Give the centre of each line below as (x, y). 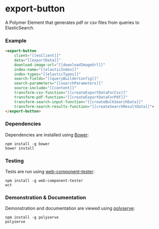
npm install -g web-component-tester (44, 181)
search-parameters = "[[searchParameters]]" (59, 83)
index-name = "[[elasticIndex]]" (46, 69)
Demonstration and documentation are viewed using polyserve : (70, 208)
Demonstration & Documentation (45, 197)
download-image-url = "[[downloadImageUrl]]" (60, 65)
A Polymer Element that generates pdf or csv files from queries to (72, 22)
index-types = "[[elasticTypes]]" (47, 74)
